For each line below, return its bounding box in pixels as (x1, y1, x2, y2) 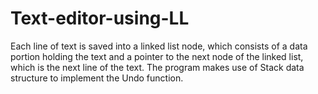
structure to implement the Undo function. (10, 72, 184, 84)
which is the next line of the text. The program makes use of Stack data (10, 61, 305, 73)
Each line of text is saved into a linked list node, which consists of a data (10, 40, 308, 52)
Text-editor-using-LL (10, 7, 190, 30)
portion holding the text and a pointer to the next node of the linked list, (10, 50, 304, 62)
